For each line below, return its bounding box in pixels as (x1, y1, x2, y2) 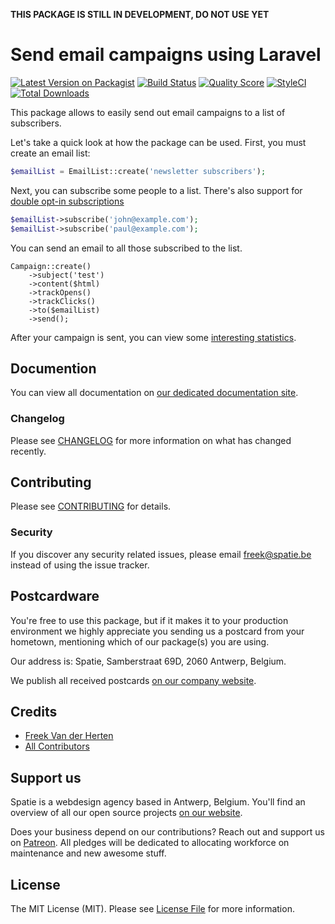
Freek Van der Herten (24, 730, 114, 742)
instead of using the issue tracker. (10, 559, 150, 571)
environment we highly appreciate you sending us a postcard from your (10, 625, 305, 637)
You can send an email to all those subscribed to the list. (10, 242, 243, 254)
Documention (10, 360, 97, 377)
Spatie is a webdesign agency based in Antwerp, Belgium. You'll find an (10, 796, 306, 808)
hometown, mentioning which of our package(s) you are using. (10, 635, 270, 648)
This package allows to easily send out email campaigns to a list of (10, 106, 286, 118)
